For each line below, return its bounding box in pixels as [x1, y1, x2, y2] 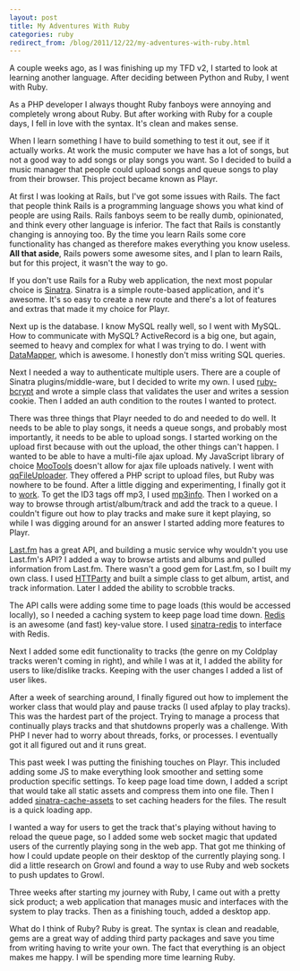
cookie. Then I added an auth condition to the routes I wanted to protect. [9, 395, 278, 406]
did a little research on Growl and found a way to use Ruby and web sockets [9, 860, 289, 871]
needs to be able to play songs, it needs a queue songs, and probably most [9, 422, 287, 433]
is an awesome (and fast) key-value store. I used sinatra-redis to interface [9, 620, 282, 630]
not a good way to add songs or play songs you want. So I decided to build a [9, 154, 292, 166]
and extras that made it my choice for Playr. [9, 304, 170, 315]
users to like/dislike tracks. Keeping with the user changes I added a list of [9, 665, 284, 676]
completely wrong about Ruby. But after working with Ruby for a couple [9, 108, 273, 119]
